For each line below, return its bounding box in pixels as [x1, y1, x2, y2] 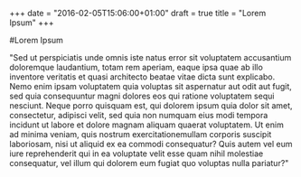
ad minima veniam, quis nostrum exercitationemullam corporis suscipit [9, 129, 272, 139]
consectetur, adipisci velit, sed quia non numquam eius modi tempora [9, 110, 268, 120]
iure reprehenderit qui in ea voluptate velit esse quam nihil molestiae [9, 148, 264, 159]
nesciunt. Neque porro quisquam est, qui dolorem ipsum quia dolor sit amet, [9, 100, 293, 111]
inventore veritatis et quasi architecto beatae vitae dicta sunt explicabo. [9, 71, 276, 82]
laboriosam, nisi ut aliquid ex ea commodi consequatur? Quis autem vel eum [9, 139, 293, 149]
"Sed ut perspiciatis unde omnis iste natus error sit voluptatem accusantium [9, 52, 292, 62]
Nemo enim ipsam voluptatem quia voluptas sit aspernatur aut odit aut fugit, [9, 81, 292, 91]
